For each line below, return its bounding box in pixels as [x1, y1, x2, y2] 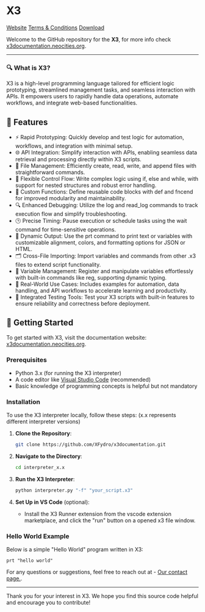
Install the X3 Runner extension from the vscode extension [24, 511, 172, 518]
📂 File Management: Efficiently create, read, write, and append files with [15, 162, 197, 170]
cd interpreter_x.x [15, 465, 65, 471]
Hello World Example [6, 532, 70, 541]
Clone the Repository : [15, 430, 72, 437]
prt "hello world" [6, 558, 53, 564]
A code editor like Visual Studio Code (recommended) [15, 376, 151, 384]
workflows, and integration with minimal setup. [15, 142, 133, 150]
